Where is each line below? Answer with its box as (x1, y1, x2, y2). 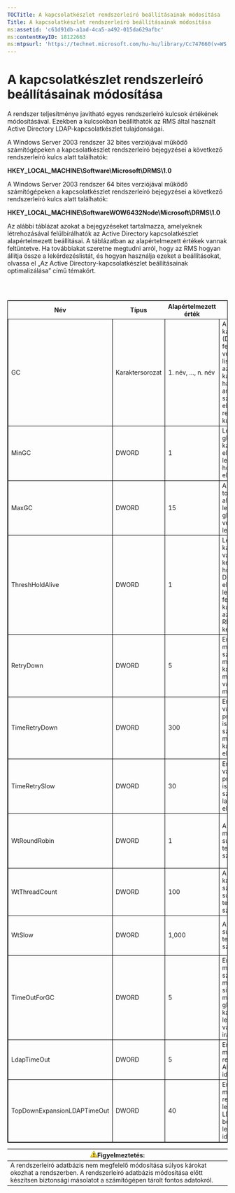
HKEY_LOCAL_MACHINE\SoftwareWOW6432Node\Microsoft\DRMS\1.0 (7, 208, 220, 217)
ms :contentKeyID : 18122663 (7, 34, 86, 41)
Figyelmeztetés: (97, 1151, 145, 1159)
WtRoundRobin (11, 836, 55, 845)
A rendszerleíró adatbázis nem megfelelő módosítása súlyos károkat (10, 1161, 207, 1170)
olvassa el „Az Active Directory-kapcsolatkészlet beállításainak (7, 259, 189, 268)
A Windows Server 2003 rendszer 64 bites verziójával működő (7, 180, 188, 189)
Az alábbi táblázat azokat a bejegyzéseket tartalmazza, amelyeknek (7, 222, 203, 231)
